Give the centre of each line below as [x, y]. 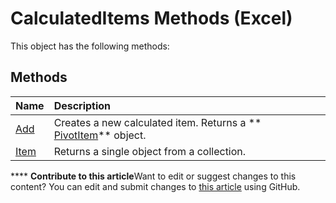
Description [82, 105]
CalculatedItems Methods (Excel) [151, 18]
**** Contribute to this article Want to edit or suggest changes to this [153, 176]
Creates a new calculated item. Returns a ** [157, 122]
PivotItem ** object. [100, 135]
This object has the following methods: [90, 46]
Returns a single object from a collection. [150, 151]
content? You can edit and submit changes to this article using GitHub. [155, 186]
